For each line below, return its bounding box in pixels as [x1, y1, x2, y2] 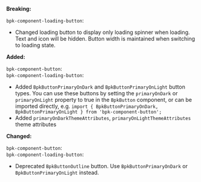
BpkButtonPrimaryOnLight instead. [15, 169, 99, 176]
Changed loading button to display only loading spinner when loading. [15, 29, 190, 36]
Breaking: [6, 5, 31, 12]
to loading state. [15, 42, 56, 49]
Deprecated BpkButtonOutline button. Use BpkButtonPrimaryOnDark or [15, 163, 188, 169]
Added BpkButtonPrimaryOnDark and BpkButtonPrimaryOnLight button [15, 83, 186, 90]
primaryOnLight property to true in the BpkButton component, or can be [15, 96, 193, 103]
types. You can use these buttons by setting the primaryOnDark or [15, 90, 178, 96]
